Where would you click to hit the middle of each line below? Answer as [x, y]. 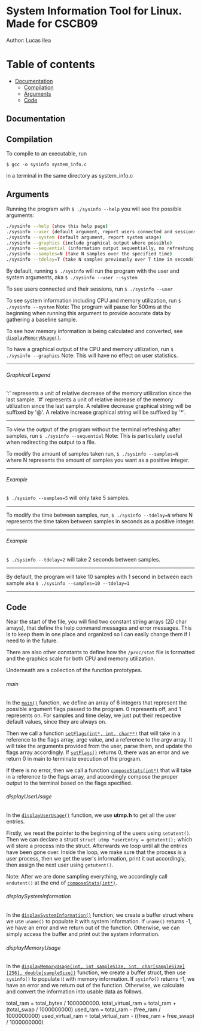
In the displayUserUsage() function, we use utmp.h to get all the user [91, 815]
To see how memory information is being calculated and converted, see [95, 331]
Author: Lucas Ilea [29, 40]
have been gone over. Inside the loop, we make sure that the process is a [96, 852]
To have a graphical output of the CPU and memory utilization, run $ [90, 349]
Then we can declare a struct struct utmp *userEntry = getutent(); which [99, 839]
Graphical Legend [28, 374]
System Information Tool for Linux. [94, 11]
